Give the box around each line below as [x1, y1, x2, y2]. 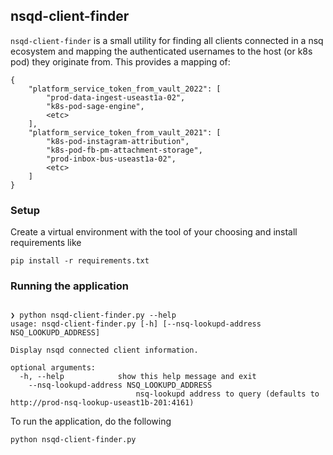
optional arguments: [10, 363, 97, 373]
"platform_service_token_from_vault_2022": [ [28, 84, 222, 94]
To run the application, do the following [10, 415, 172, 428]
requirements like [10, 237, 82, 249]
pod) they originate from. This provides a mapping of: [10, 55, 231, 68]
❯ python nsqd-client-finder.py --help [10, 310, 177, 321]
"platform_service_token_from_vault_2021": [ [28, 127, 222, 138]
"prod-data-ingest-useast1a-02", [46, 92, 186, 103]
